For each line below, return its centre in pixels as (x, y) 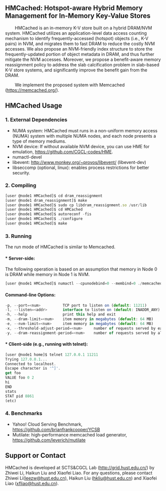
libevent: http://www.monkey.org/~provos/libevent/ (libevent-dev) (79, 162)
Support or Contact (35, 456)
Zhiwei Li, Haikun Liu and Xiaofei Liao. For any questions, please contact (79, 473)
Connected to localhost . (31, 364)
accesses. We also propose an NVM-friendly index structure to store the (79, 49)
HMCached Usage (34, 106)
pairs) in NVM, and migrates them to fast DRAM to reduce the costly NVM (80, 44)
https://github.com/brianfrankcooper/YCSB (56, 429)
